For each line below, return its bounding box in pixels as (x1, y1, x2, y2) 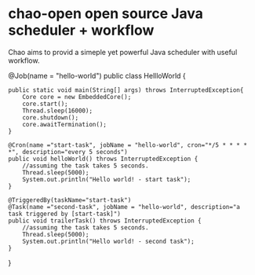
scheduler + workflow (8, 21, 155, 39)
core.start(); (22, 100, 68, 108)
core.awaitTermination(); (22, 120, 107, 128)
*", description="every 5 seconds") (8, 148, 128, 156)
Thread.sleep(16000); (22, 107, 93, 115)
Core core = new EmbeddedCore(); (22, 93, 132, 101)
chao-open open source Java (8, 5, 204, 23)
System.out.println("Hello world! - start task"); (22, 175, 191, 183)
